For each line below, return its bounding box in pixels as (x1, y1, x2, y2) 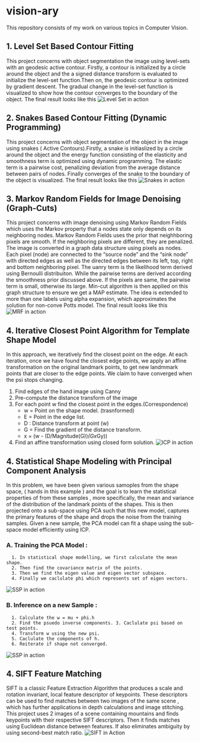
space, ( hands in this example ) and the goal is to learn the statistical (6, 488, 177, 495)
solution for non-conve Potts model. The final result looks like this (6, 301, 168, 309)
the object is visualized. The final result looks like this (6, 176, 137, 183)
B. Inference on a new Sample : (6, 601, 97, 610)
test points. (6, 625, 39, 631)
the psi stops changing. (6, 376, 64, 384)
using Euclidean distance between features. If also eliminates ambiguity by (6, 723, 190, 730)
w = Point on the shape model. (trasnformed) (23, 407, 135, 414)
